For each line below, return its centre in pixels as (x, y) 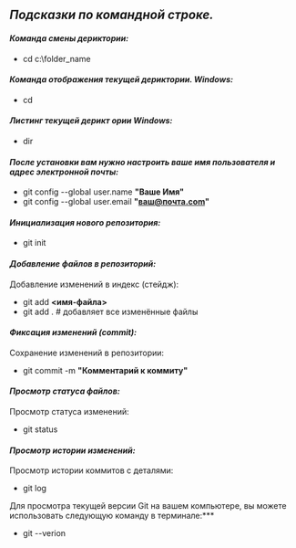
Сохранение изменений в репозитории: (87, 353)
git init (34, 243)
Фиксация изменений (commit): (73, 332)
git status (40, 429)
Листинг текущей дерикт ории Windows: (91, 121)
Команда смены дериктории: (69, 38)
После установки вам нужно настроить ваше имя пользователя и (143, 162)
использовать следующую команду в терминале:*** (112, 516)
